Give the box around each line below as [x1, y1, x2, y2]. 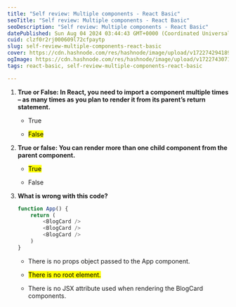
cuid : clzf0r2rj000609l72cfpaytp [7, 36, 105, 43]
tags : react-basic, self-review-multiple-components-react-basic [7, 62, 202, 69]
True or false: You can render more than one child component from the [17, 143, 228, 151]
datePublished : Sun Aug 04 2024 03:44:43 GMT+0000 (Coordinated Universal [7, 29, 231, 37]
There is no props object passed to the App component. [27, 257, 190, 265]
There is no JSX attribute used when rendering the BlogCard [27, 284, 204, 292]
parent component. [17, 151, 76, 159]
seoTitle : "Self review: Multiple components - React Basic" [7, 17, 190, 24]
